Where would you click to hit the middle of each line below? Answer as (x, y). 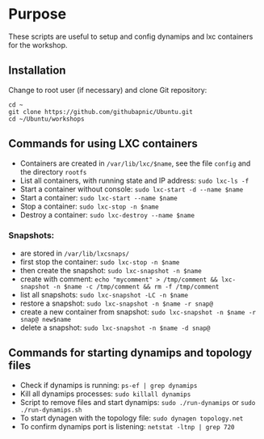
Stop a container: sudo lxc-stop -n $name (89, 206)
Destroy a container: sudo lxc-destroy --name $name (107, 214)
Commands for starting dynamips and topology (130, 353)
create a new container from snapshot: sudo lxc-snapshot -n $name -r (138, 311)
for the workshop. (38, 44)
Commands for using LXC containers (103, 144)
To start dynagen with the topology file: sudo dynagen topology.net (132, 418)
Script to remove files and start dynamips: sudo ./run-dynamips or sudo (138, 402)
